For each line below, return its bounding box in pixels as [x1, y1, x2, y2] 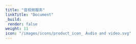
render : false [7, 21, 38, 27]
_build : [5, 17, 22, 22]
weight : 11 [5, 26, 29, 31]
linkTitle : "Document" [5, 12, 54, 17]
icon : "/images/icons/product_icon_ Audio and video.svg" [5, 31, 131, 36]
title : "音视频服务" [5, 7, 45, 13]
